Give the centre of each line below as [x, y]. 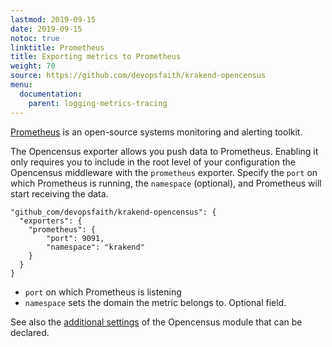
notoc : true [35, 38]
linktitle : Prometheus [57, 47]
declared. [30, 332]
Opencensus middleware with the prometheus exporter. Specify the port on [164, 172]
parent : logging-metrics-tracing [98, 103]
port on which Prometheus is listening [103, 292]
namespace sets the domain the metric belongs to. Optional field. [155, 302]
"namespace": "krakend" [95, 247]
